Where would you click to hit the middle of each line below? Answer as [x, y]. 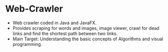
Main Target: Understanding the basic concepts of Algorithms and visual [88, 39]
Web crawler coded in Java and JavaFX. [54, 23]
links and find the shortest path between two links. [65, 33]
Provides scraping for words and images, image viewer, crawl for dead [86, 28]
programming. [27, 44]
